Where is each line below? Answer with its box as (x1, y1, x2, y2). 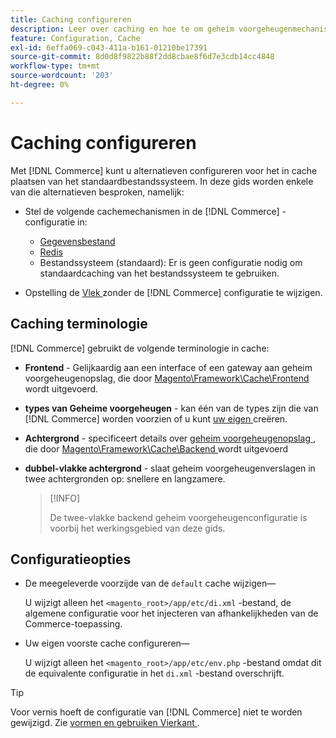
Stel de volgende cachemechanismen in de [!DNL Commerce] (24, 205, 280, 217)
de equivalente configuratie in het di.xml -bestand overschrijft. (24, 667, 285, 680)
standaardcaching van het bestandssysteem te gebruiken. (39, 267, 280, 279)
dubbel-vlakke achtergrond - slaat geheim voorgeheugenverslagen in (24, 462, 316, 474)
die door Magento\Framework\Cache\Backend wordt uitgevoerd (24, 442, 289, 455)
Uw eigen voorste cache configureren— (24, 637, 190, 650)
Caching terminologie (10, 316, 148, 333)
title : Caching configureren (10, 14, 132, 25)
